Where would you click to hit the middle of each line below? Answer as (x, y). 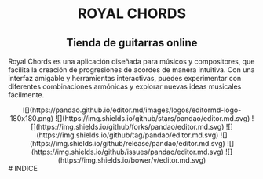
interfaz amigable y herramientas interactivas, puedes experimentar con (125, 78)
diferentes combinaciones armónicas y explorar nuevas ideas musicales (125, 86)
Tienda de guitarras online (132, 43)
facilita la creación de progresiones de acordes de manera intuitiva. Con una (131, 70)
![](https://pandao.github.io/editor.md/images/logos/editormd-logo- (132, 110)
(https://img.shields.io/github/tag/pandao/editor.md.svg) (128, 135)
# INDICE (23, 168)
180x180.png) (31, 118)
